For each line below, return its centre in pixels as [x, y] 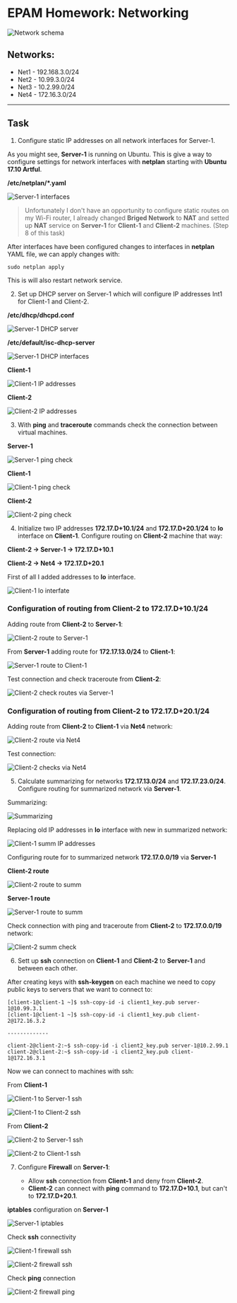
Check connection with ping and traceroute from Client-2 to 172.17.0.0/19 [115, 926]
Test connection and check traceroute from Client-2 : [84, 679]
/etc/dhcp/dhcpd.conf [41, 315]
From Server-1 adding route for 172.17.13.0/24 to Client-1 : [91, 651]
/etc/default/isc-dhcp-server [51, 342]
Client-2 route [28, 871]
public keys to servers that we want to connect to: [80, 990]
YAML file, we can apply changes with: [63, 254]
